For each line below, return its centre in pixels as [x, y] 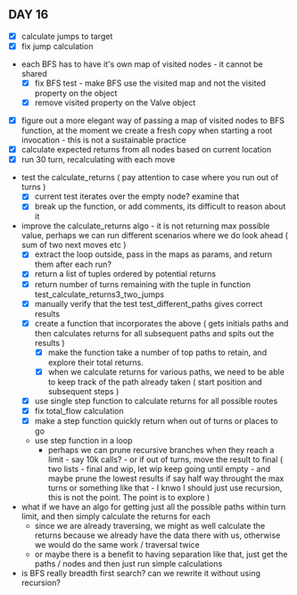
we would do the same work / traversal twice [117, 545]
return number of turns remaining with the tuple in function [143, 284]
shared [34, 73]
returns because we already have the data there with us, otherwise [157, 535]
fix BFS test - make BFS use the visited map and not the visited [150, 83]
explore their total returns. [95, 362]
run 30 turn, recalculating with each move [98, 160]
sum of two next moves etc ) [74, 245]
